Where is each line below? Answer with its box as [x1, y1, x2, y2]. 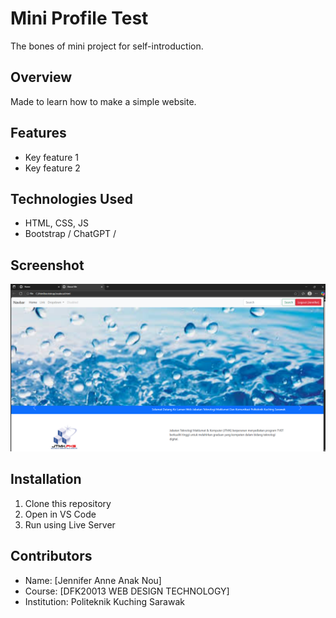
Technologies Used [10, 190, 133, 207]
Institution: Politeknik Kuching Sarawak [24, 595, 185, 607]
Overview [10, 69, 73, 86]
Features [10, 125, 67, 142]
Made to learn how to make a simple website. [10, 95, 197, 107]
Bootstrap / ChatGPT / [24, 228, 117, 240]
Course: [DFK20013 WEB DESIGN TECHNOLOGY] [24, 585, 230, 597]
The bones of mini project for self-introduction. [10, 40, 204, 52]
